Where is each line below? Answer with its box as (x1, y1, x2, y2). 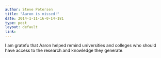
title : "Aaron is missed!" (5, 12, 60, 16)
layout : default (5, 25, 38, 30)
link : (5, 29, 16, 34)
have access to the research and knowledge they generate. (5, 47, 124, 53)
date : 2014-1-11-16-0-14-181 (5, 16, 64, 21)
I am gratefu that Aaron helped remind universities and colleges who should (5, 43, 157, 48)
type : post (5, 20, 27, 25)
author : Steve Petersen (5, 7, 53, 12)
